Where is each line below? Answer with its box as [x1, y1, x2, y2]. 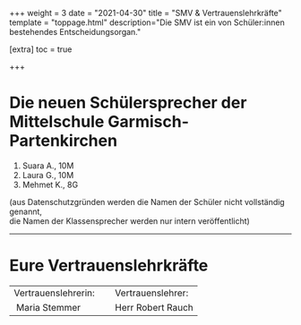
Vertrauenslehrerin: [13, 287, 96, 299]
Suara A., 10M [21, 160, 74, 171]
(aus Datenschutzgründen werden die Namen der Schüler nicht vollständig [9, 196, 285, 207]
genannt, [9, 206, 43, 217]
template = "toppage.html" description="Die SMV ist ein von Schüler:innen [9, 17, 285, 28]
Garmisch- [107, 112, 190, 133]
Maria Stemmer [16, 301, 82, 313]
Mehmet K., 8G [21, 179, 79, 190]
